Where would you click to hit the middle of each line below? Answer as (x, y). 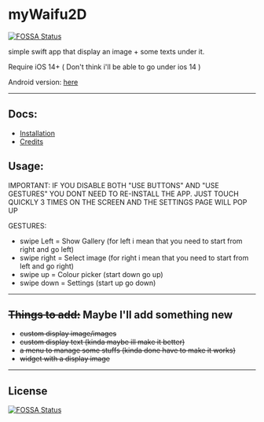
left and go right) (47, 266)
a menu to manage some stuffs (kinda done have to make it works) (127, 350)
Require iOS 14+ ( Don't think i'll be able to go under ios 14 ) (104, 67)
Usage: (26, 167)
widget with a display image (64, 359)
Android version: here (43, 82)
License (28, 391)
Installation (37, 133)
